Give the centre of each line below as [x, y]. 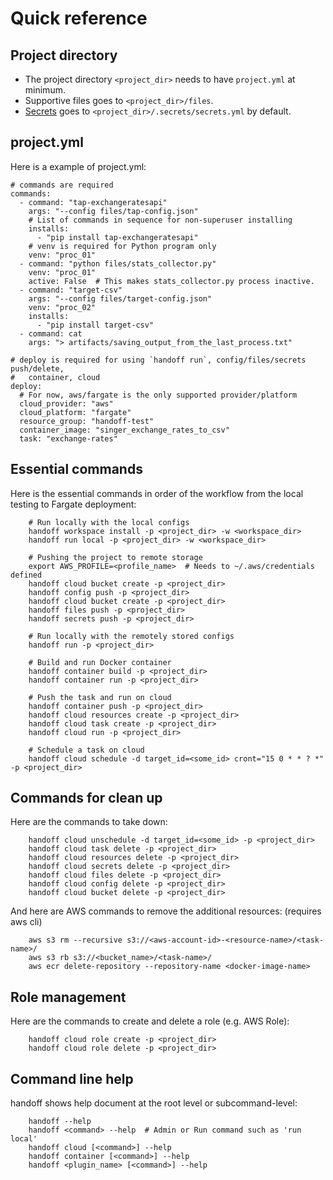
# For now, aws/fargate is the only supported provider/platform [158, 395]
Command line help [72, 1078]
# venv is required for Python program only [122, 246]
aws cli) [26, 922]
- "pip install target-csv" [95, 325]
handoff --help [60, 1122]
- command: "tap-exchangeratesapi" [93, 202]
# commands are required [62, 185]
